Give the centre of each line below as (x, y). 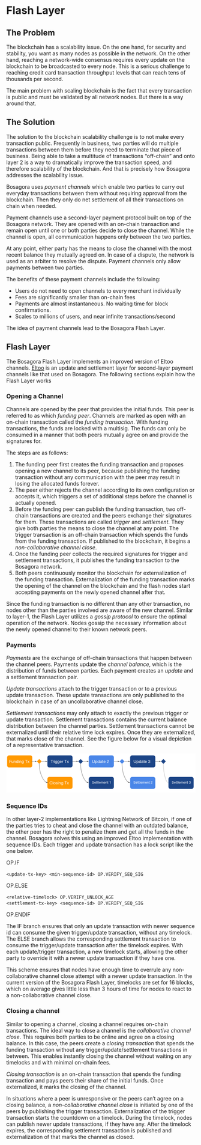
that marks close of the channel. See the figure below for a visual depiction (99, 739)
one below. (20, 851)
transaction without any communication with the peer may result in (97, 477)
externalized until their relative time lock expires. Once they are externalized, (101, 732)
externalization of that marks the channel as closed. (70, 1137)
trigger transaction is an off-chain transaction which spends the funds (101, 534)
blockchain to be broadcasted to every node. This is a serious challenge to (98, 66)
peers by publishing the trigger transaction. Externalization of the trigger (96, 1111)
